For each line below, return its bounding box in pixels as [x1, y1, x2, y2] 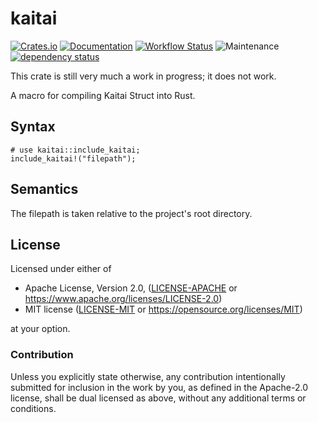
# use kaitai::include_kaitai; [10, 145, 141, 155]
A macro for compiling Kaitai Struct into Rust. [10, 89, 196, 101]
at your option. [10, 323, 71, 335]
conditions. [10, 402, 57, 414]
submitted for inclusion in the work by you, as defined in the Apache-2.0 [10, 381, 308, 393]
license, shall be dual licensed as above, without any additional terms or [10, 392, 307, 404]
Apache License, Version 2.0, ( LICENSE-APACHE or [24, 282, 238, 294]
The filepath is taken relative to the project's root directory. [10, 207, 253, 219]
